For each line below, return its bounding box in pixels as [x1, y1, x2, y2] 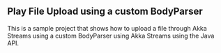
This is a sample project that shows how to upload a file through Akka [7, 24, 207, 32]
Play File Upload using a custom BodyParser [7, 6, 204, 17]
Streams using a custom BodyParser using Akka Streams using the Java [7, 31, 215, 40]
